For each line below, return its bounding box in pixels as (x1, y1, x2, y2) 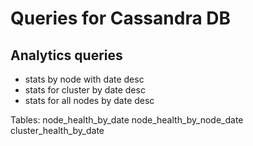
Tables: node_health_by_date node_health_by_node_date (10, 114, 244, 126)
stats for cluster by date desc (24, 84, 146, 96)
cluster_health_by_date (10, 125, 105, 136)
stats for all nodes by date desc (24, 95, 155, 106)
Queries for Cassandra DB (10, 7, 232, 30)
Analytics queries (10, 47, 123, 64)
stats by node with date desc (24, 73, 145, 85)
